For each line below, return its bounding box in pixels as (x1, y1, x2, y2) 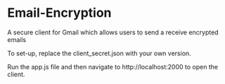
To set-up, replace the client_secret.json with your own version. (7, 49, 191, 57)
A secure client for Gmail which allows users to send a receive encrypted (7, 28, 219, 36)
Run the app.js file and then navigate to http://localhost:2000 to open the (7, 62, 219, 71)
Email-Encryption (7, 5, 112, 21)
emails (7, 35, 27, 43)
